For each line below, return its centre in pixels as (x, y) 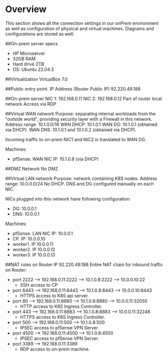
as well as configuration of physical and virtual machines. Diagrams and (80, 28)
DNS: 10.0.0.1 (26, 214)
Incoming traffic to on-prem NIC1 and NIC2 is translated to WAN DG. (76, 139)
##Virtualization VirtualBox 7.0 (36, 79)
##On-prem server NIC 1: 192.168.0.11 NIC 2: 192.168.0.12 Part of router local (83, 99)
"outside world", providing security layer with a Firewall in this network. (79, 119)
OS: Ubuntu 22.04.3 (33, 69)
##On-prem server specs (31, 43)
